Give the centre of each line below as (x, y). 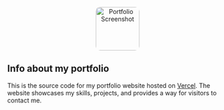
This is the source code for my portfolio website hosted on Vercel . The (109, 85)
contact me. (24, 100)
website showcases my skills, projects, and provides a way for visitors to (112, 93)
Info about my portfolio (58, 69)
